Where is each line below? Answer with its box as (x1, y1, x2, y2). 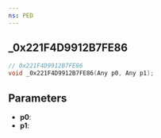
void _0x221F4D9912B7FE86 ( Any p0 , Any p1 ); (8, 69, 155, 78)
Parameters (8, 91, 67, 105)
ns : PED (8, 11, 34, 20)
